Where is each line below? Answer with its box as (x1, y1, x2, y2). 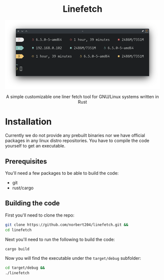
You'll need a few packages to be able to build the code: (5, 170, 119, 176)
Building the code (5, 199, 60, 207)
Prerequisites (5, 157, 47, 166)
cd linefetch (5, 227, 32, 232)
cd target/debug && (5, 265, 45, 271)
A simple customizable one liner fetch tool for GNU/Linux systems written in (6, 94, 159, 100)
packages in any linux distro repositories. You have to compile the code (5, 138, 150, 143)
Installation (5, 116, 52, 127)
